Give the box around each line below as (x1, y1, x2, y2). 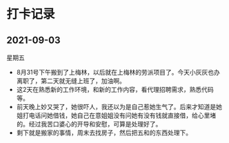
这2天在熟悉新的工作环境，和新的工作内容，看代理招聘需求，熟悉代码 (16, 86, 215, 93)
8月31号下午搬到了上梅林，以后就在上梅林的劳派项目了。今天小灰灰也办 (16, 68, 220, 76)
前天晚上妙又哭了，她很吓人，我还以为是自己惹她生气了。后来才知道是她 (16, 103, 222, 111)
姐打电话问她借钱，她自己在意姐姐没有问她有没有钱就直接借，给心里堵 (16, 111, 217, 120)
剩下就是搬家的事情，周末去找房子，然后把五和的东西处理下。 (16, 128, 192, 137)
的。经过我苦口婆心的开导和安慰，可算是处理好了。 (16, 120, 162, 128)
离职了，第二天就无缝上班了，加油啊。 (16, 77, 126, 85)
